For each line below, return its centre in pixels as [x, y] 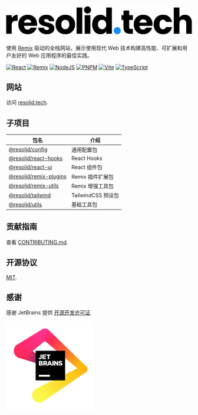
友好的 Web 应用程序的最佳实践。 [52, 55]
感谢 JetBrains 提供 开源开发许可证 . [49, 313]
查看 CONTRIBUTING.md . [37, 242]
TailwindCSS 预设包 [95, 195]
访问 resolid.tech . [27, 102]
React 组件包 [87, 167]
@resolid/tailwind [30, 195]
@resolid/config [28, 149]
